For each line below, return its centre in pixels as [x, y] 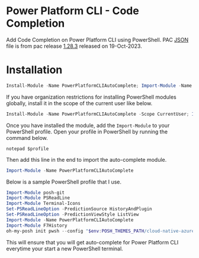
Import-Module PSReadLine [38, 198]
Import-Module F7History [37, 226]
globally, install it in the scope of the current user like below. [79, 103]
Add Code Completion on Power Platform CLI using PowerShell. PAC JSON [97, 40]
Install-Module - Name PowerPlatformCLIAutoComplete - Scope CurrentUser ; [98, 114]
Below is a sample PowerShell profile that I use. [64, 182]
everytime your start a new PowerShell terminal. [65, 249]
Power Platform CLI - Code [73, 11]
